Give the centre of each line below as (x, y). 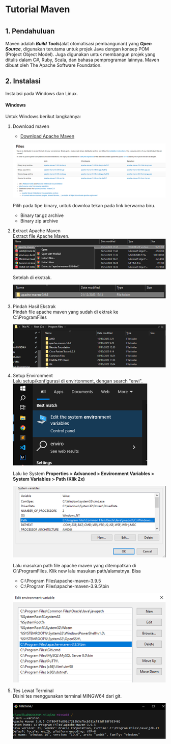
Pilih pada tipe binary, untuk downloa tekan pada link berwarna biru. (84, 206)
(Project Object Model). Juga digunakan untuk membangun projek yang (80, 54)
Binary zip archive (39, 221)
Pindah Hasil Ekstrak (34, 307)
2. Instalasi (23, 81)
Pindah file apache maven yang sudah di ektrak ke (65, 312)
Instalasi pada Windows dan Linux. (41, 93)
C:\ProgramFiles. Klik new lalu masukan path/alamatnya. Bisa (77, 571)
